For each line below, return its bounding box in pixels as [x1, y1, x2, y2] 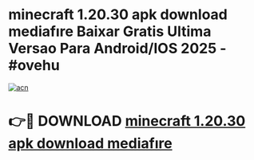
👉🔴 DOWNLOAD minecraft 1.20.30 [8, 112, 246, 131]
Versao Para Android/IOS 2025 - [8, 40, 227, 57]
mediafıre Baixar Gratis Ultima [8, 22, 212, 41]
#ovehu [8, 57, 60, 75]
